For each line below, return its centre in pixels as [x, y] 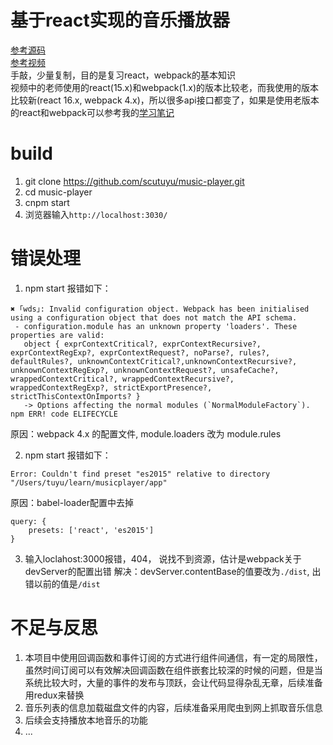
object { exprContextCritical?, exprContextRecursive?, [142, 344]
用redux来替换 [54, 695]
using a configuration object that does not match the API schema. [154, 317]
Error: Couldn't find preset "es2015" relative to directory [140, 474]
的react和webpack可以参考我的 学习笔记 [92, 112]
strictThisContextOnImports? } [75, 396]
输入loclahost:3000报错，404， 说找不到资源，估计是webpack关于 [163, 558]
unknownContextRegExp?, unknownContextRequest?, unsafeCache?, [145, 370]
